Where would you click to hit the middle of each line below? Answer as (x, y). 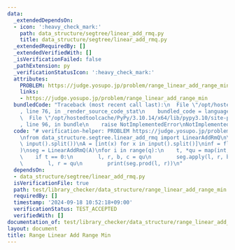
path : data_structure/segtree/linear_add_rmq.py (92, 33)
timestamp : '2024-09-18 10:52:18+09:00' (73, 203)
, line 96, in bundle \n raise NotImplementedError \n (103, 124)
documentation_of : (34, 222)
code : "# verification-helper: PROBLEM (72, 131)
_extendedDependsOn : (43, 20)
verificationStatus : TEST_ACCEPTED (65, 209)
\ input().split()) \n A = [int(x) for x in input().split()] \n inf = (120, 144)
